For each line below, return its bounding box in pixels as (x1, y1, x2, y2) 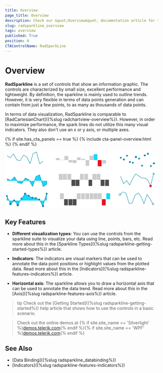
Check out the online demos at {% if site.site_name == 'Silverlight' (16, 320, 149, 326)
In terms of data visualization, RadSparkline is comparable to (5, 111, 127, 117)
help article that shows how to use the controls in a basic (40, 306, 154, 311)
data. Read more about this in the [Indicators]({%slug (12, 266, 119, 272)
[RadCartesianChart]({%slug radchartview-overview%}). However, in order (5, 116, 155, 122)
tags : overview (5, 28, 36, 33)
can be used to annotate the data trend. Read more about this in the (12, 286, 148, 292)
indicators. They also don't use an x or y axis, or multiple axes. (5, 127, 130, 132)
